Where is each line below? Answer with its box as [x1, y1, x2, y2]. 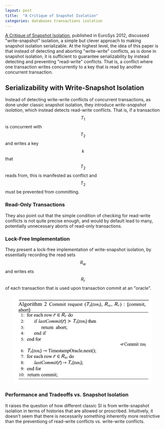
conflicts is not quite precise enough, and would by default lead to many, [5, 218, 153, 224]
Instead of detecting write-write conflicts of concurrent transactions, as [5, 97, 151, 103]
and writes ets [5, 268, 34, 274]
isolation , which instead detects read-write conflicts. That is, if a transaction [5, 107, 160, 113]
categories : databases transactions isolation [5, 18, 103, 23]
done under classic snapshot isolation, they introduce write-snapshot [5, 102, 147, 108]
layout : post [5, 8, 32, 13]
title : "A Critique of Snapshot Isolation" [5, 13, 98, 18]
